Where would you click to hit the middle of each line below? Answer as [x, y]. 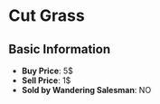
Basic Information [60, 49]
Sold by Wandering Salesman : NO [86, 90]
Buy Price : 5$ [47, 71]
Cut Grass [47, 16]
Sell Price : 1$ [46, 80]
